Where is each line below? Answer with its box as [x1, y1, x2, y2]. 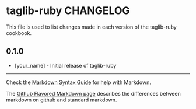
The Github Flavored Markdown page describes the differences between [6, 90, 181, 97]
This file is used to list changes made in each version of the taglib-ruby [6, 23, 177, 30]
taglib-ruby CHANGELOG [6, 4, 130, 17]
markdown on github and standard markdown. [6, 96, 117, 103]
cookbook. [6, 29, 32, 36]
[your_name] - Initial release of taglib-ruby [14, 62, 117, 69]
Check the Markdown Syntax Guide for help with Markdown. [6, 79, 152, 86]
